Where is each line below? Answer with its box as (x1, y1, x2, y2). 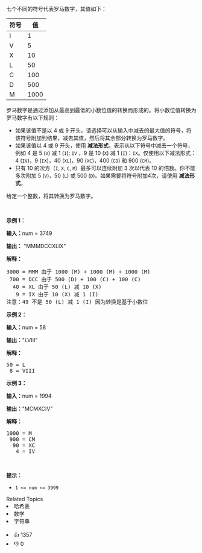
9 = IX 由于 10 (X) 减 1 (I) (16, 291, 99, 298)
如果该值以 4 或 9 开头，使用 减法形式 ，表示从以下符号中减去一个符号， (14, 142, 194, 149)
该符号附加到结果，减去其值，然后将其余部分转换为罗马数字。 (14, 134, 169, 142)
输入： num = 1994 (6, 392, 52, 399)
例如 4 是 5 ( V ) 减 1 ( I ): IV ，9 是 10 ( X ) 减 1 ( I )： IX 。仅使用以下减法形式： (14, 149, 197, 157)
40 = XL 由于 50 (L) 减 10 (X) (12, 284, 102, 290)
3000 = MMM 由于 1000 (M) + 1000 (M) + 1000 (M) (6, 269, 151, 275)
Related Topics (6, 496, 43, 502)
